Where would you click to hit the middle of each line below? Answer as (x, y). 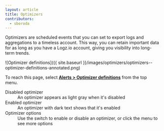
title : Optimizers (24, 14)
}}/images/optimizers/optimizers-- (118, 63)
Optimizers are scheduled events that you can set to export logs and (74, 37)
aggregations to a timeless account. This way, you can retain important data (82, 43)
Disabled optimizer (24, 92)
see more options (35, 124)
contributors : (20, 19)
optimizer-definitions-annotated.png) (43, 68)
